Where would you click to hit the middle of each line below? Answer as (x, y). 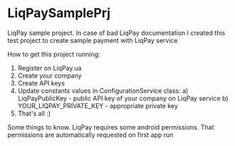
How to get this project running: (54, 54)
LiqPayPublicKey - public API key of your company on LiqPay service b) (123, 98)
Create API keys (41, 83)
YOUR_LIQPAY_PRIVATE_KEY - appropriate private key (98, 105)
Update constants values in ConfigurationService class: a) (103, 90)
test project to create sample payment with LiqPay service (93, 40)
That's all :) (34, 113)
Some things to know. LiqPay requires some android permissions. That (111, 127)
